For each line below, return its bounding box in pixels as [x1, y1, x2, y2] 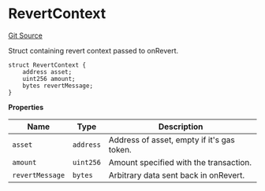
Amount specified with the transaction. [108, 156, 252, 167]
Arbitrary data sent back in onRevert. [108, 170, 245, 181]
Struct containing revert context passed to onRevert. [8, 46, 179, 55]
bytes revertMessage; [22, 82, 93, 90]
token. [108, 144, 132, 155]
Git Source [8, 31, 43, 40]
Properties [8, 102, 44, 112]
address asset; [22, 68, 73, 75]
